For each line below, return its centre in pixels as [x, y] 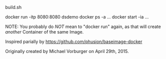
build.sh [13, 7]
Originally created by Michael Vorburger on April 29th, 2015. [67, 51]
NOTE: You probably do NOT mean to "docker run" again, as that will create [83, 26]
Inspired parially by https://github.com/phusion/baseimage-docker [74, 41]
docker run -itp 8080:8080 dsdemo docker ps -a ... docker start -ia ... [77, 17]
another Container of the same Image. [44, 32]
